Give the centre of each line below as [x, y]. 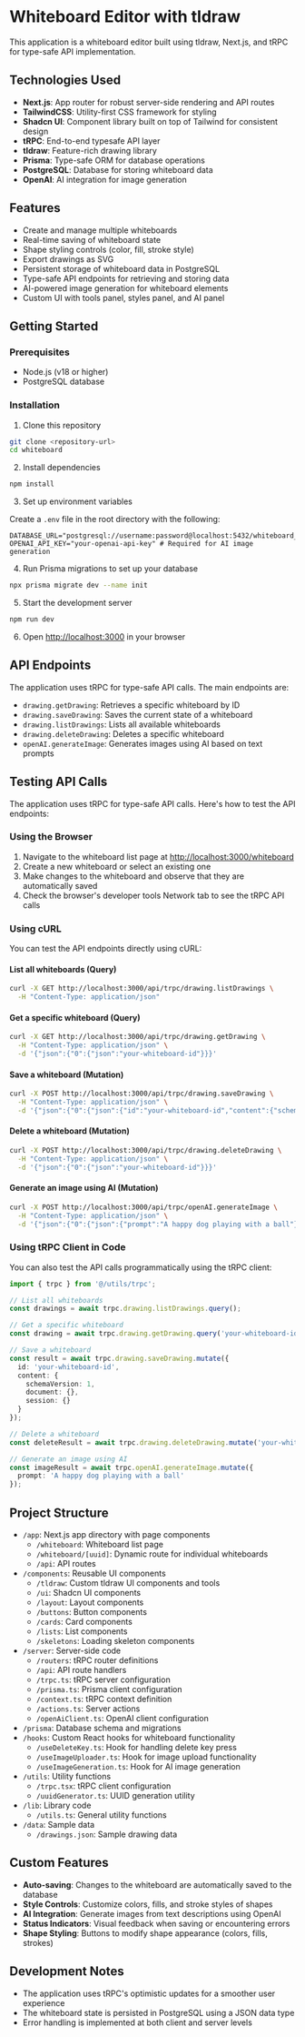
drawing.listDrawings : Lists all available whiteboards [121, 724]
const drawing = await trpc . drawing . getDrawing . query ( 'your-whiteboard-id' [156, 1334]
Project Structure [59, 1513]
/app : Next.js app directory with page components [116, 1535]
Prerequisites [39, 352]
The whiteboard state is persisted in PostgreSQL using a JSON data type [158, 2012]
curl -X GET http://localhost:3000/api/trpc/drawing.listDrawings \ [142, 989]
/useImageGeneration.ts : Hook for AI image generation [138, 1767]
